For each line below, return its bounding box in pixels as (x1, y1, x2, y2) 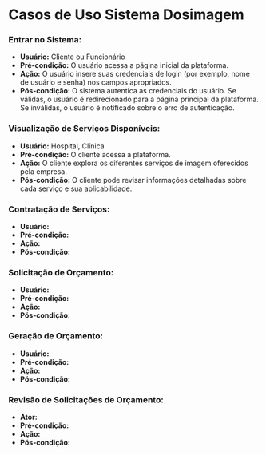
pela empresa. (19, 166, 68, 176)
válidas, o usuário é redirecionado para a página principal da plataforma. (19, 94, 260, 105)
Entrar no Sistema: (8, 34, 82, 45)
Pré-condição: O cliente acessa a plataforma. (19, 149, 171, 159)
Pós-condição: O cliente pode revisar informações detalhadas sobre (19, 175, 247, 184)
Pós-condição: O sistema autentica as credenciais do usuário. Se (19, 86, 237, 96)
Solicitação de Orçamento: (8, 267, 114, 278)
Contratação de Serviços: (8, 204, 110, 215)
